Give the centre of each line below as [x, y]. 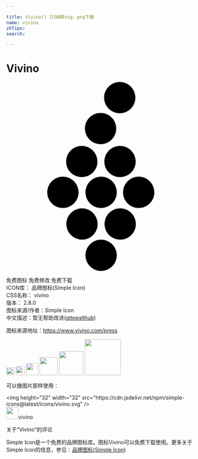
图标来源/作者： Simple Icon [40, 310]
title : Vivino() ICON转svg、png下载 [50, 17]
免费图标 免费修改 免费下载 [39, 280]
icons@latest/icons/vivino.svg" [44, 404]
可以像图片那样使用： [32, 386]
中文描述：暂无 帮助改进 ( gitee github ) [51, 318]
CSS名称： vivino [28, 295]
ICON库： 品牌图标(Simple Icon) [46, 288]
